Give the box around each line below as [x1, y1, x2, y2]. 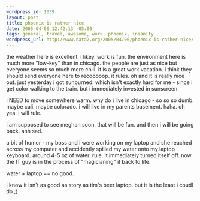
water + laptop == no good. [6, 170, 74, 177]
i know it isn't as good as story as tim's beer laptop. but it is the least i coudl [6, 181, 193, 188]
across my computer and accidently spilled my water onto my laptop [6, 145, 175, 152]
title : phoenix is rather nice [6, 20, 84, 26]
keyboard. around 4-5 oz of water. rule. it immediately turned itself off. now [6, 152, 192, 159]
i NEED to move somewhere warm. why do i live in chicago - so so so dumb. [6, 97, 195, 104]
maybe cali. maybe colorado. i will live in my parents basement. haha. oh [6, 103, 185, 110]
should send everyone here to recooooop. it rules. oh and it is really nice [6, 73, 185, 79]
